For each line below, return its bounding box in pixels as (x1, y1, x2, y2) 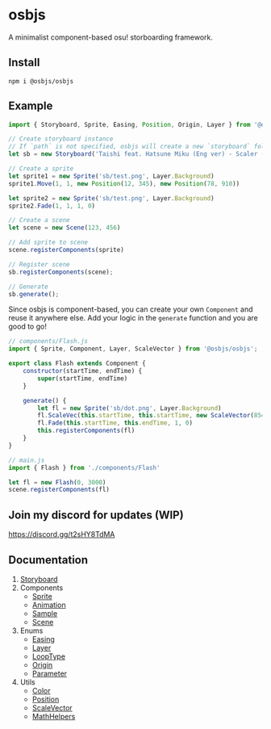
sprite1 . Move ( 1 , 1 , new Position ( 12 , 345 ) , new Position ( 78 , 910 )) (8, 179, 240, 187)
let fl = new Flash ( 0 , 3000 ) (8, 478, 106, 486)
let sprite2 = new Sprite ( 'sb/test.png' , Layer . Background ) (8, 194, 215, 203)
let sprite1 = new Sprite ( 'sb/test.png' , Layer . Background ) (8, 172, 215, 180)
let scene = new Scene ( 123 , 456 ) (8, 224, 121, 232)
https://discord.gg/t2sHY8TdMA (8, 530, 115, 539)
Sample (31, 608, 58, 618)
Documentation (8, 553, 89, 567)
